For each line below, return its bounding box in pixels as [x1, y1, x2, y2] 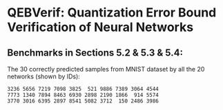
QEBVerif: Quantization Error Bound [7, 5, 217, 21]
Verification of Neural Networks [7, 19, 194, 35]
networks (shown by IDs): [7, 72, 81, 80]
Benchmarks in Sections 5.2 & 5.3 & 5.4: [7, 47, 183, 58]
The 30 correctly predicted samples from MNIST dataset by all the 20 [7, 65, 205, 73]
